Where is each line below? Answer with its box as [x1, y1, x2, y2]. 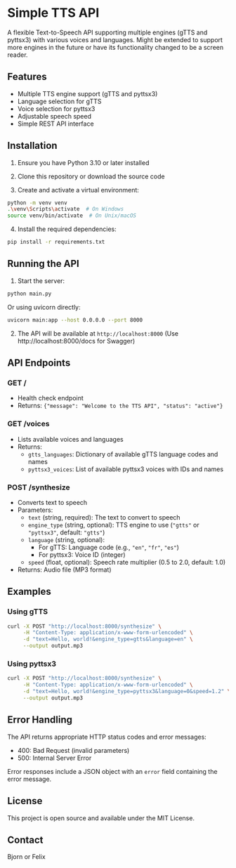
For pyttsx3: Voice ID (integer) [38, 550, 126, 559]
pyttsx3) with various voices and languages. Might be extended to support [7, 35, 223, 44]
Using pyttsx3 [7, 659, 57, 669]
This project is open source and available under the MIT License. [7, 813, 195, 822]
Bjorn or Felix [7, 853, 46, 861]
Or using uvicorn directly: [7, 303, 81, 311]
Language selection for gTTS [17, 97, 102, 105]
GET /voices [7, 419, 50, 429]
